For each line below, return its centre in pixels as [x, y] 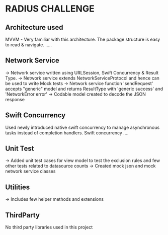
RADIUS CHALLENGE [50, 9]
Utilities [18, 187]
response [15, 99]
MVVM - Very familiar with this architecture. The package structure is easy [83, 39]
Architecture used [34, 27]
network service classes [30, 171]
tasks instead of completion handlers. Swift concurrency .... [67, 133]
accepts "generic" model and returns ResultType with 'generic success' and [84, 89]
